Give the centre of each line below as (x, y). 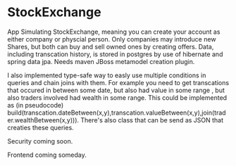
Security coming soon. (40, 141)
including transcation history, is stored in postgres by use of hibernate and (115, 54)
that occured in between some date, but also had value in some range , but (116, 90)
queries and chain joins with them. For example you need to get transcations (118, 82)
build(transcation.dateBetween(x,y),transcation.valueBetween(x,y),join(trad (117, 113)
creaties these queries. (41, 127)
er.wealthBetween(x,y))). (43, 120)
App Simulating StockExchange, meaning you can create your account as (114, 32)
